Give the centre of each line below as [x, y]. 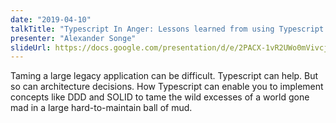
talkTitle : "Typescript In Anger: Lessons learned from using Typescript [167, 29]
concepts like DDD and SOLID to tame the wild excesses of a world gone [160, 97]
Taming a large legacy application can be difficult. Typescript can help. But [164, 76]
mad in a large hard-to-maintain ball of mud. [101, 108]
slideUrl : [31, 47]
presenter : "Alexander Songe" [73, 38]
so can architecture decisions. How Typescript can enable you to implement [167, 87]
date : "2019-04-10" [51, 19]
